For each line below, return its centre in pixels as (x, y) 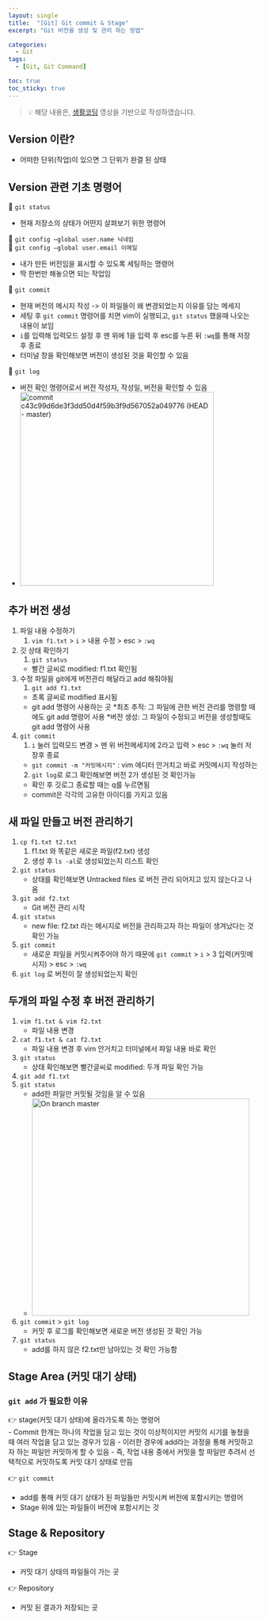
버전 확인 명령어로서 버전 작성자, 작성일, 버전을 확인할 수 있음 (114, 388)
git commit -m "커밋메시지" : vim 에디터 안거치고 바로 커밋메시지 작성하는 (144, 765)
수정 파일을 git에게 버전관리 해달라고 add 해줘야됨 (97, 679)
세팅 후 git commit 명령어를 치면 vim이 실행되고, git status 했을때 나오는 (135, 316)
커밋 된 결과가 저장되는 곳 (59, 1608)
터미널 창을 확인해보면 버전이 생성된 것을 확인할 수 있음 (104, 355)
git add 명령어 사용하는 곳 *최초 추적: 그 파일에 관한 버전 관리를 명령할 (139, 707)
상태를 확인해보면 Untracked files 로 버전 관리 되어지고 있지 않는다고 (137, 879)
